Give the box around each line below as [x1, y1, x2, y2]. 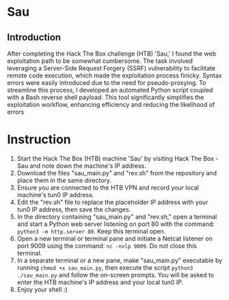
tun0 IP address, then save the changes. [16, 205, 131, 213]
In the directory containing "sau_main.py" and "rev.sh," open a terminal [16, 212, 217, 221]
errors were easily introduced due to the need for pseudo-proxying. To [7, 79, 206, 86]
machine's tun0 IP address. [16, 190, 94, 199]
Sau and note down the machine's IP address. [16, 162, 147, 170]
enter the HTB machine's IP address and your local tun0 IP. [16, 278, 184, 286]
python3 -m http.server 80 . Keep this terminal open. [16, 227, 166, 235]
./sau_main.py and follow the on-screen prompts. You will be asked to [16, 271, 215, 279]
